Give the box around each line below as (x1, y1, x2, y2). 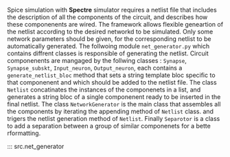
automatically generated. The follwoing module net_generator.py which (7, 42, 210, 50)
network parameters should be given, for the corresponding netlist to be (7, 35, 211, 43)
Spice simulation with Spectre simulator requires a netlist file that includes (7, 6, 218, 14)
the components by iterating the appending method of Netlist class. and (7, 107, 214, 115)
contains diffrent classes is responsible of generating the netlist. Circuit (7, 49, 209, 57)
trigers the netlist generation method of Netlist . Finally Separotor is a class (7, 115, 220, 122)
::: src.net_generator (7, 143, 65, 150)
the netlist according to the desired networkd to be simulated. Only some (7, 27, 214, 35)
